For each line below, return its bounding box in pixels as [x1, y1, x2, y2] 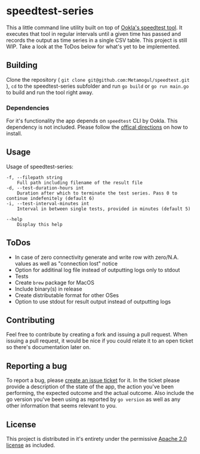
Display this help [17, 221, 63, 227]
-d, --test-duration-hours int [6, 185, 84, 191]
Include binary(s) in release [14, 285, 82, 292]
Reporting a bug [6, 361, 67, 371]
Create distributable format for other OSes [14, 291, 119, 299]
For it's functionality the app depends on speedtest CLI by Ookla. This [6, 118, 178, 125]
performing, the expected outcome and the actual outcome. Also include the [6, 390, 194, 397]
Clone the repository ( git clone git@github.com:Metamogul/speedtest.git [6, 76, 190, 83]
